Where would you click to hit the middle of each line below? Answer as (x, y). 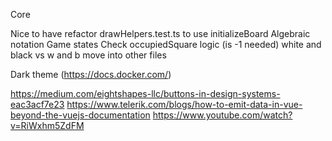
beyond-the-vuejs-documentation (80, 115)
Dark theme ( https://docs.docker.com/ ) (91, 74)
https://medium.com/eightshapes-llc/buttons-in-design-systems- (145, 93)
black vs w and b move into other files (88, 55)
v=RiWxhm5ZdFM (47, 125)
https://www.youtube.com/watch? (222, 115)
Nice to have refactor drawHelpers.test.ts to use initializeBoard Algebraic (160, 33)
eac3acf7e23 (37, 104)
